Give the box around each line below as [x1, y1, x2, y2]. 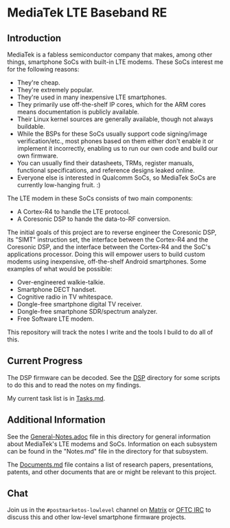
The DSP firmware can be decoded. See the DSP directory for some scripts [7, 373, 221, 381]
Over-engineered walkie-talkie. [16, 278, 105, 286]
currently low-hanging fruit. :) [16, 181, 101, 189]
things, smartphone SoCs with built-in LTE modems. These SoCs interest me [7, 58, 224, 66]
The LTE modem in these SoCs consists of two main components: [7, 194, 194, 202]
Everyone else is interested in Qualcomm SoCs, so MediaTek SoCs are [16, 173, 216, 182]
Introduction [7, 32, 62, 44]
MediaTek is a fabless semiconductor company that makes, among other [7, 50, 213, 59]
